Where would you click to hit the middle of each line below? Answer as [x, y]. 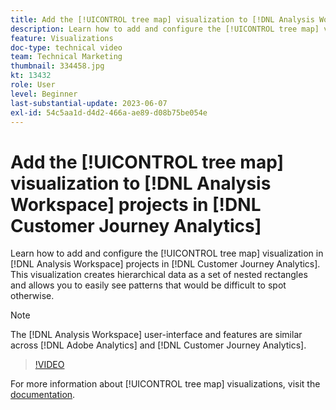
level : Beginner [44, 94]
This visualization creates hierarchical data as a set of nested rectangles [159, 275]
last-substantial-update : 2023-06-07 [89, 103]
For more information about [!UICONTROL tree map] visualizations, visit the [165, 384]
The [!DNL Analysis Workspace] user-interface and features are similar [156, 335]
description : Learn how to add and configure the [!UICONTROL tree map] [165, 29]
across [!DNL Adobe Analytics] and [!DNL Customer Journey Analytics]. [158, 345]
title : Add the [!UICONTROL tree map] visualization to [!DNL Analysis [162, 19]
